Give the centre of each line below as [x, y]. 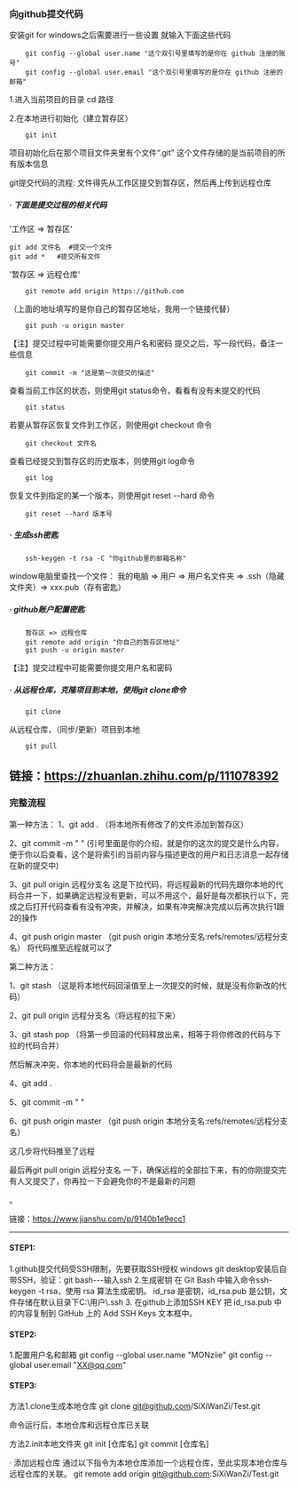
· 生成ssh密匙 [34, 534]
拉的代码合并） [36, 1045]
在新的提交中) [34, 865]
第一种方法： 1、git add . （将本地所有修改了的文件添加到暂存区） [129, 824]
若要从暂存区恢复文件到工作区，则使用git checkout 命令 [111, 425]
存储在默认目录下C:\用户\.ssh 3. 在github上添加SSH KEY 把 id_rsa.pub [144, 1302]
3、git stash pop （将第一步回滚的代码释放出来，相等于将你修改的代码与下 [145, 1034]
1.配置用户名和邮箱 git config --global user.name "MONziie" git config [136, 1355]
